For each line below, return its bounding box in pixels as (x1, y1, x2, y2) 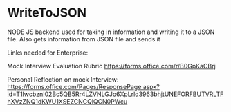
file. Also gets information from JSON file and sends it (7, 35, 160, 43)
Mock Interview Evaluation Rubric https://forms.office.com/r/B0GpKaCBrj (7, 62, 216, 70)
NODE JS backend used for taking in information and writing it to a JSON (7, 28, 215, 36)
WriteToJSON (7, 5, 86, 21)
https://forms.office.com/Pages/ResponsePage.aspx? (7, 82, 160, 91)
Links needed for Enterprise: (7, 48, 89, 57)
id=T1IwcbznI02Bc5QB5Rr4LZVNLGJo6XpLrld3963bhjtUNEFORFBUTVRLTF (7, 90, 224, 98)
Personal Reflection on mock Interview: (7, 75, 119, 84)
